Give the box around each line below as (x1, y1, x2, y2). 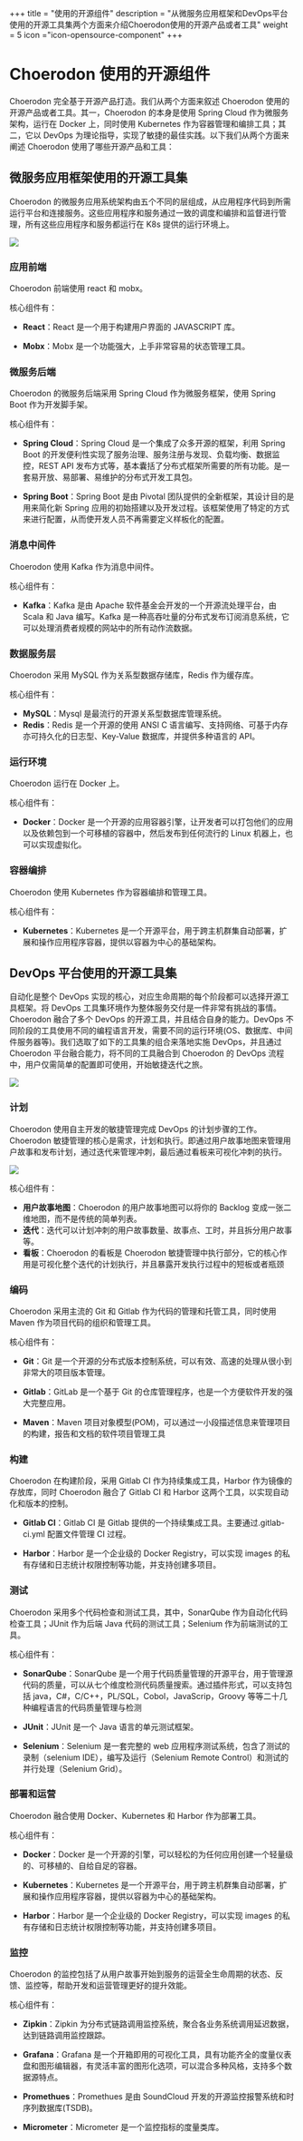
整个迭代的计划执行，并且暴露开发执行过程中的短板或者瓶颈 (62, 1258, 285, 1269)
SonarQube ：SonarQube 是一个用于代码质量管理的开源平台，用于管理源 (22, 1667, 294, 1678)
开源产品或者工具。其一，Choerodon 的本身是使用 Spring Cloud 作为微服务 (9, 107, 289, 118)
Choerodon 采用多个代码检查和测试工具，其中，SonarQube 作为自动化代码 (9, 1607, 289, 1618)
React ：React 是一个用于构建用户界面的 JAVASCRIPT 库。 (22, 321, 240, 333)
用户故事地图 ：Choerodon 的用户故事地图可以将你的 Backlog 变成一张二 (22, 1201, 292, 1213)
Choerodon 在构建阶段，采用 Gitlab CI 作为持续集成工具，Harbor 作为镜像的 (9, 1475, 292, 1486)
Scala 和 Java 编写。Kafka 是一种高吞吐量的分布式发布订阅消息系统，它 (22, 611, 290, 621)
